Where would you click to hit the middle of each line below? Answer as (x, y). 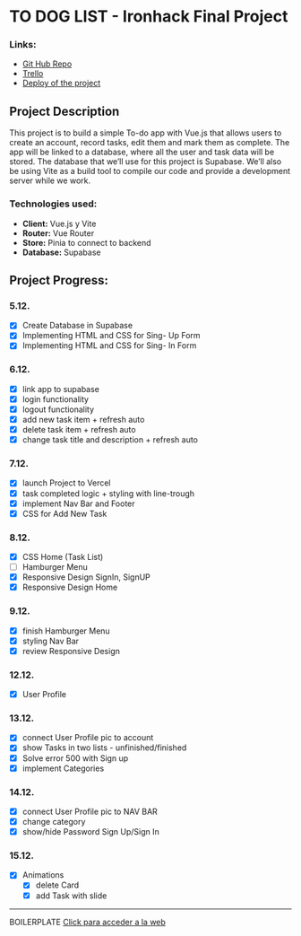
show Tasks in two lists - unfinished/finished (104, 748)
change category (54, 821)
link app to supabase (61, 389)
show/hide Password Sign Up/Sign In (90, 832)
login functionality (56, 399)
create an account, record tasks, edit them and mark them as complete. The (150, 143)
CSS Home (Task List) (63, 556)
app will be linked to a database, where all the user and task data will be (142, 152)
